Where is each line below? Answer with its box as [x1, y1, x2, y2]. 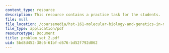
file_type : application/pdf [5, 26, 64, 31]
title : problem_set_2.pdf [5, 36, 59, 41]
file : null [5, 17, 28, 22]
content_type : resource [5, 7, 55, 13]
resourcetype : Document [5, 31, 55, 36]
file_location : [5, 21, 37, 27]
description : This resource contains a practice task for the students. [5, 12, 161, 17]
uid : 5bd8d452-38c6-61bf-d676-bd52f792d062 [5, 40, 98, 45]
